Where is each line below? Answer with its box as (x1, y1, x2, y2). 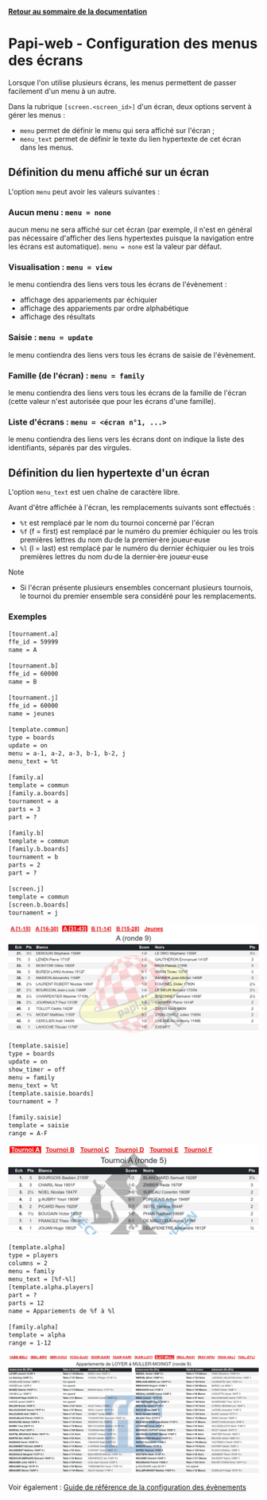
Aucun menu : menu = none (8, 206, 111, 217)
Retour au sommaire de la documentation (8, 7, 148, 16)
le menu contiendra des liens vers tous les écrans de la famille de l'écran (8, 388, 247, 398)
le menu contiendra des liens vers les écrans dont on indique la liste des (8, 434, 245, 445)
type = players (8, 1251, 59, 1259)
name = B (8, 678, 37, 686)
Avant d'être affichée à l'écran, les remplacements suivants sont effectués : (8, 503, 256, 512)
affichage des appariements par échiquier (19, 295, 157, 305)
